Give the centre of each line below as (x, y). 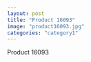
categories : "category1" (43, 33)
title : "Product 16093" (41, 20)
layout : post (26, 13)
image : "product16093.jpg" (46, 26)
